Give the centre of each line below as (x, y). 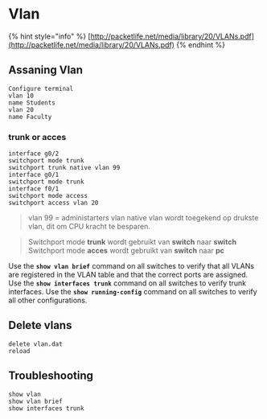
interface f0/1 (34, 189)
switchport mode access (48, 196)
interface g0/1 (34, 175)
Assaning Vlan (45, 70)
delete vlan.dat (35, 344)
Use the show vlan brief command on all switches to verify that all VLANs (131, 266)
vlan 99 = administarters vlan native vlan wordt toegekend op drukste (143, 218)
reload (19, 351)
